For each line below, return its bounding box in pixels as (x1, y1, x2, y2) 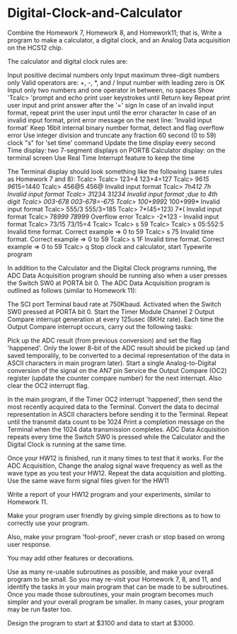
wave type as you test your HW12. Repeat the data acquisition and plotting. (7, 468, 226, 477)
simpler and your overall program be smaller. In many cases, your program (7, 597, 224, 606)
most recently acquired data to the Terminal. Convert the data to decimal (7, 402, 219, 411)
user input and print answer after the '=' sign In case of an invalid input (7, 100, 214, 109)
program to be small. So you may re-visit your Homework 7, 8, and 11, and (7, 575, 221, 583)
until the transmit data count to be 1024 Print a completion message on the (7, 417, 225, 426)
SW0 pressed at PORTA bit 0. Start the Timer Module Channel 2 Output (7, 307, 214, 316)
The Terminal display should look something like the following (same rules (7, 167, 223, 175)
